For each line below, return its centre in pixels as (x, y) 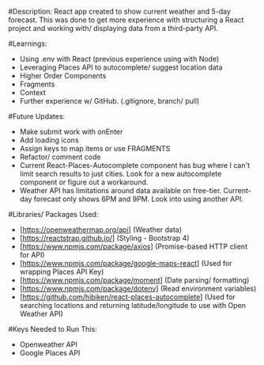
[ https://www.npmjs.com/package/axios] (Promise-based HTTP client (133, 246)
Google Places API (50, 353)
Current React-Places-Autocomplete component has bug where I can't (135, 165)
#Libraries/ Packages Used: (53, 214)
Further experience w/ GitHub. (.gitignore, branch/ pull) (109, 101)
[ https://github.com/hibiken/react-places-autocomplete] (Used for (127, 297)
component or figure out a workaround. (84, 182)
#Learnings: (28, 44)
